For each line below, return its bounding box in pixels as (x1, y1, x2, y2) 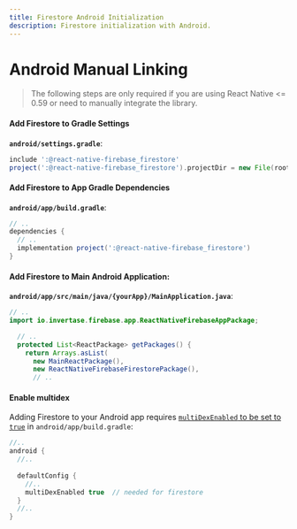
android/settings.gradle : (9, 138, 103, 149)
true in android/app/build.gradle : (9, 421, 134, 432)
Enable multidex (9, 392, 71, 402)
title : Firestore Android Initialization (9, 12, 164, 22)
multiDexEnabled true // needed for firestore (25, 487, 203, 496)
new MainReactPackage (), (32, 356, 125, 365)
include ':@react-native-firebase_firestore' (9, 155, 179, 164)
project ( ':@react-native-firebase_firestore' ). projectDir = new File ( (9, 163, 275, 172)
